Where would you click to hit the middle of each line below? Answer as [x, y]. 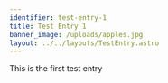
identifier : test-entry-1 [58, 18]
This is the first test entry [56, 69]
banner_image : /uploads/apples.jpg [76, 34]
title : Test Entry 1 [48, 26]
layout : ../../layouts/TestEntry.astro [84, 43]
